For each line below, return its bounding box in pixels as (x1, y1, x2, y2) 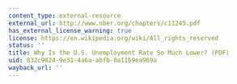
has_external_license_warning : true (8, 26, 132, 34)
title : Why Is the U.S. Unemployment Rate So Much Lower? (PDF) (8, 49, 230, 57)
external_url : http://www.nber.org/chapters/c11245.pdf (8, 19, 201, 27)
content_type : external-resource (8, 11, 121, 20)
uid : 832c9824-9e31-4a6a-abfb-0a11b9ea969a (8, 57, 158, 65)
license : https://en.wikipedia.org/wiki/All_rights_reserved (8, 34, 219, 42)
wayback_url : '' (8, 64, 63, 72)
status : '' (8, 42, 45, 50)
